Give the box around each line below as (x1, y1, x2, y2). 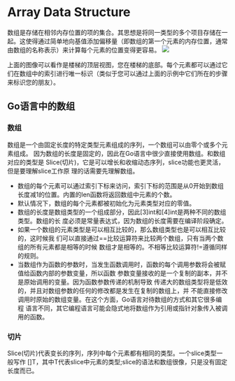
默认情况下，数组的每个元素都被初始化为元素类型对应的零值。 (17, 199, 196, 207)
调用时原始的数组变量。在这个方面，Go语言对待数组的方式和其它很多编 (17, 295, 222, 303)
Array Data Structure (7, 4, 131, 20)
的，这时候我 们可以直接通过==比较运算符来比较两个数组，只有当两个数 (17, 233, 224, 242)
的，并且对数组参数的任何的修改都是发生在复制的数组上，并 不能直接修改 (17, 286, 228, 294)
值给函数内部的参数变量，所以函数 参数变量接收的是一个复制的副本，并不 (17, 268, 228, 277)
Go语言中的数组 (7, 101, 76, 113)
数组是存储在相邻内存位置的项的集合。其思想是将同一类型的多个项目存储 (7, 28, 215, 36)
